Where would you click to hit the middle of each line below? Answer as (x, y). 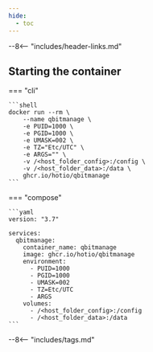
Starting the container (65, 71)
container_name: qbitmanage (70, 248)
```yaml (21, 213)
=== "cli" (23, 91)
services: (25, 234)
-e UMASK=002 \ (48, 141)
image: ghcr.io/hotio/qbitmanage (79, 255)
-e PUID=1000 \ (48, 127)
